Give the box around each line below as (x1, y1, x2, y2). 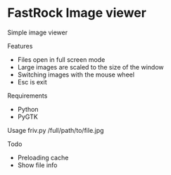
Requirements (7, 91, 48, 100)
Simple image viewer (7, 28, 68, 37)
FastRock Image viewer (7, 5, 146, 21)
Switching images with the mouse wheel (17, 70, 135, 79)
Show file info (17, 160, 58, 169)
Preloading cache (17, 153, 69, 162)
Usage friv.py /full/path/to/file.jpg (7, 126, 104, 134)
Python (17, 105, 39, 113)
